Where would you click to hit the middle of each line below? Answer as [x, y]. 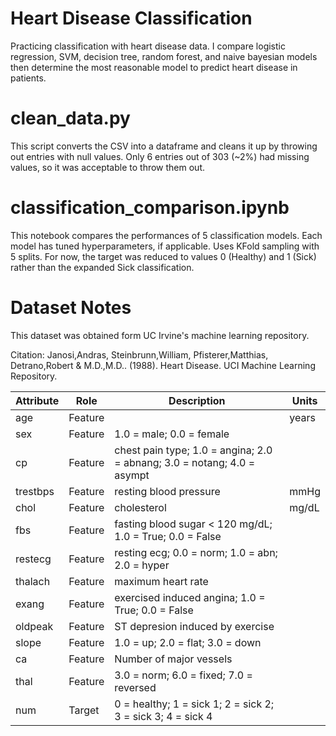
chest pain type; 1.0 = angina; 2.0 [193, 450]
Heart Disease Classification [131, 18]
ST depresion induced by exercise [194, 626]
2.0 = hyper [142, 565]
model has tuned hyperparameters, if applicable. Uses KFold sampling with [165, 246]
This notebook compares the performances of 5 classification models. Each [166, 235]
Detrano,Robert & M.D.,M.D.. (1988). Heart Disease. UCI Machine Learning [163, 365]
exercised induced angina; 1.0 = [190, 597]
